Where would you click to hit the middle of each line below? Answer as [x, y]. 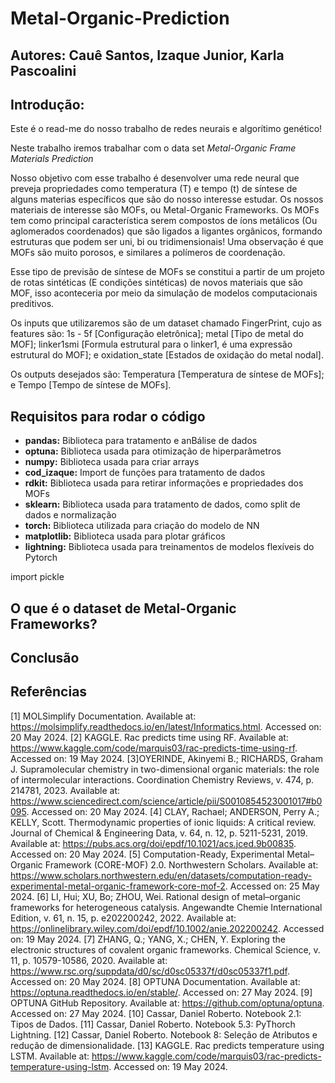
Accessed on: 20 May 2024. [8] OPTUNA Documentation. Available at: [155, 981]
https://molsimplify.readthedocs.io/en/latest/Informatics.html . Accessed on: [166, 726]
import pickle [37, 577]
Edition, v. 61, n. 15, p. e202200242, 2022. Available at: [123, 918]
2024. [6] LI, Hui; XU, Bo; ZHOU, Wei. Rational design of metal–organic [155, 896]
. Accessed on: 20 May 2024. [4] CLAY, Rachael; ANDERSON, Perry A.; [173, 811]
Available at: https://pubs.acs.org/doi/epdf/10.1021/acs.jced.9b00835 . [153, 843]
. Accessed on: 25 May [272, 886]
